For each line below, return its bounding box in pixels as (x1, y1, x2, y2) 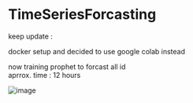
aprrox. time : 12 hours (8, 70, 81, 79)
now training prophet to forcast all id (8, 61, 126, 72)
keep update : (8, 31, 54, 41)
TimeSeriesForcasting (8, 6, 157, 24)
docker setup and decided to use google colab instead (8, 46, 186, 56)
